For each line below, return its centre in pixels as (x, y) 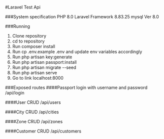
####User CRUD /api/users (33, 102)
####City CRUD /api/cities (32, 112)
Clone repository (29, 36)
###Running (18, 26)
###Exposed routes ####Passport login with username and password (76, 88)
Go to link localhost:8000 (38, 78)
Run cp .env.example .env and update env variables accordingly (77, 52)
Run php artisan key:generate (42, 57)
